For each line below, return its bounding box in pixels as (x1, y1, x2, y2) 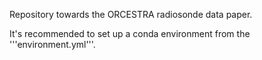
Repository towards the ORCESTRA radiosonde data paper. (9, 9, 253, 20)
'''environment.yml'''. (9, 39, 96, 50)
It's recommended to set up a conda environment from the (9, 28, 251, 39)
